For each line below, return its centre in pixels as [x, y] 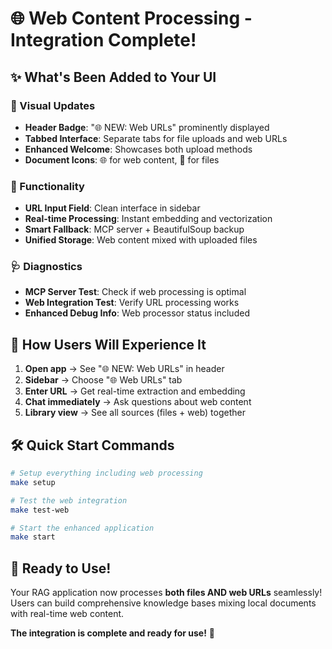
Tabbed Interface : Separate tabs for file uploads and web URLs [156, 138]
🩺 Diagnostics [46, 267]
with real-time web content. [67, 614]
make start [33, 537]
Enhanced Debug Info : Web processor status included [137, 313]
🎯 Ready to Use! [61, 568]
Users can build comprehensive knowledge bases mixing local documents [163, 603]
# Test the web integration [69, 500]
